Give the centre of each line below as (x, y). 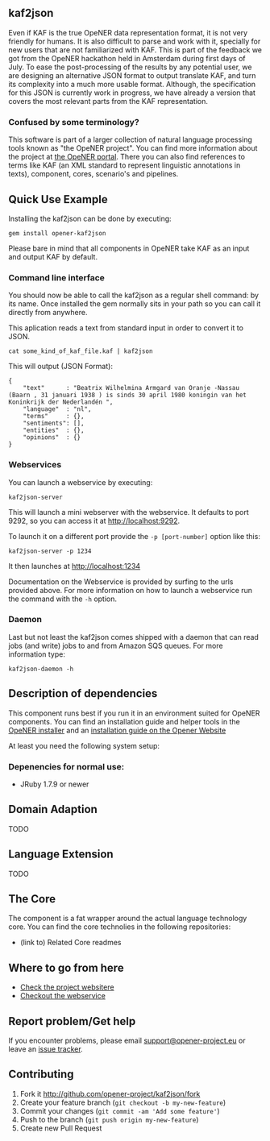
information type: (37, 654)
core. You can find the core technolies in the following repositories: (120, 927)
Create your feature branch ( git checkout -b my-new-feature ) (123, 1102)
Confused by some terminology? (74, 122)
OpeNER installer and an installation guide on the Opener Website (117, 730)
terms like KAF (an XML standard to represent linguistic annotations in (125, 165)
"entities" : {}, (54, 430)
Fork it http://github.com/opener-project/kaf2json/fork (110, 1093)
